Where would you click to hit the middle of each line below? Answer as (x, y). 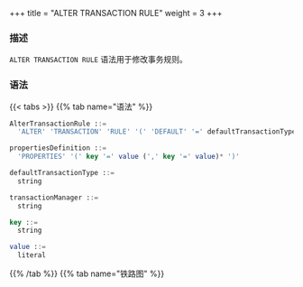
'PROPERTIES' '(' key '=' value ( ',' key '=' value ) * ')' (129, 157)
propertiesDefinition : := (58, 148)
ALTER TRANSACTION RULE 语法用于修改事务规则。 (98, 60)
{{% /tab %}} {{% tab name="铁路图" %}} (87, 273)
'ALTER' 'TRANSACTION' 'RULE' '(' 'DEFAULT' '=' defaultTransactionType (157, 132)
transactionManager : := (54, 198)
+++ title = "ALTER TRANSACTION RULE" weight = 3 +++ (116, 13)
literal (32, 255)
